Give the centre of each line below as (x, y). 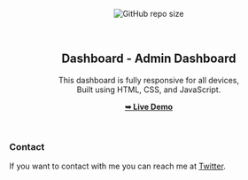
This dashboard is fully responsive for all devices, (149, 80)
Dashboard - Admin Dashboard (149, 59)
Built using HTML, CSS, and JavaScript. (149, 90)
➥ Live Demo (149, 106)
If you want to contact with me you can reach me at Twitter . (117, 166)
